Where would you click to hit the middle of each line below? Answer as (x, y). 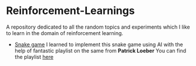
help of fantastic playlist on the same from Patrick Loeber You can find (100, 50)
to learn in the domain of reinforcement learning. (65, 33)
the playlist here (34, 57)
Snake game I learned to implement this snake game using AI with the (99, 44)
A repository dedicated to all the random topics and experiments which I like (98, 27)
